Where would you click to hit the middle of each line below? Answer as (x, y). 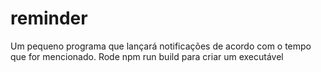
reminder (49, 18)
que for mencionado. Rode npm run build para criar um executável (147, 56)
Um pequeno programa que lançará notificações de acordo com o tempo (161, 46)
